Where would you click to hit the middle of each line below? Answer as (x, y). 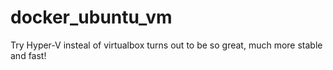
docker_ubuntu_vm (91, 17)
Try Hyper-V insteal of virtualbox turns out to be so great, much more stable (166, 45)
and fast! (28, 55)
